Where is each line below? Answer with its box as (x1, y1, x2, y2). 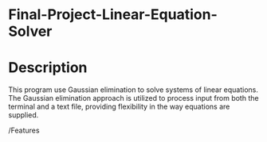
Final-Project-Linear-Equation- (8, 6, 218, 24)
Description (8, 59, 88, 77)
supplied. (8, 110, 39, 120)
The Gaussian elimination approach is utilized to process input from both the (8, 94, 259, 103)
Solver (8, 22, 53, 40)
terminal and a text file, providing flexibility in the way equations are (8, 102, 230, 112)
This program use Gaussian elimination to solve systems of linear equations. (8, 85, 259, 94)
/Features (8, 125, 40, 136)
